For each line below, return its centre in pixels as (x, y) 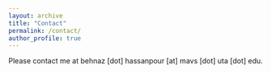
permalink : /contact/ (45, 30)
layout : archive (36, 16)
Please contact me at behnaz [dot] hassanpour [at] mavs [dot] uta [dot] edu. (135, 61)
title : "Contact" (38, 23)
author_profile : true (45, 38)
